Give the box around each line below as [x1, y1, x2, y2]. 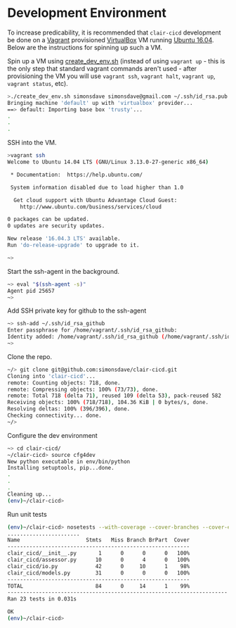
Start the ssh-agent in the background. [7, 267, 120, 275]
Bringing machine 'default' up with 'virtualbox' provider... [7, 99, 193, 106]
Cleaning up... [7, 491, 52, 498]
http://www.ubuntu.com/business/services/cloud [20, 203, 162, 211]
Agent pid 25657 [7, 287, 55, 294]
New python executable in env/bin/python [7, 458, 131, 465]
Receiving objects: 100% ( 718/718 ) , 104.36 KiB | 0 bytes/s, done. [7, 399, 209, 406]
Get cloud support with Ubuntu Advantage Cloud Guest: [13, 196, 178, 203]
